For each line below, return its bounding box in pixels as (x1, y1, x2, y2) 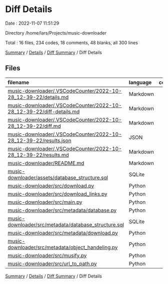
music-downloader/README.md (7, 159, 84, 166)
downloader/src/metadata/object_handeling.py (7, 244, 118, 251)
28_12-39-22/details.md (7, 93, 69, 101)
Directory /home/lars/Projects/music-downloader (5, 30, 106, 36)
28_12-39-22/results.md (7, 151, 69, 158)
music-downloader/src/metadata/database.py (7, 207, 117, 214)
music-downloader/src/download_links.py (7, 190, 107, 197)
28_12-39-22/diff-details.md (7, 108, 80, 115)
